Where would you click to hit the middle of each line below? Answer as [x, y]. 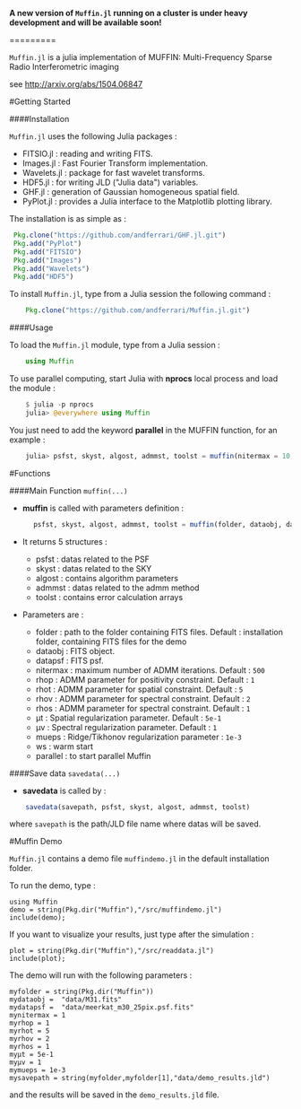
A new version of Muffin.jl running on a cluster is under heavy [129, 13]
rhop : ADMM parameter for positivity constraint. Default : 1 [145, 679]
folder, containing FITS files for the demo [111, 642]
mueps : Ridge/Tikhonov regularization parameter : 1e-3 [138, 737]
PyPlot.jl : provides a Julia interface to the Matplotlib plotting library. [147, 201]
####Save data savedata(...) [65, 773]
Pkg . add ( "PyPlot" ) [47, 243]
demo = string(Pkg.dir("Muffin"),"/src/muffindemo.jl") [116, 910]
